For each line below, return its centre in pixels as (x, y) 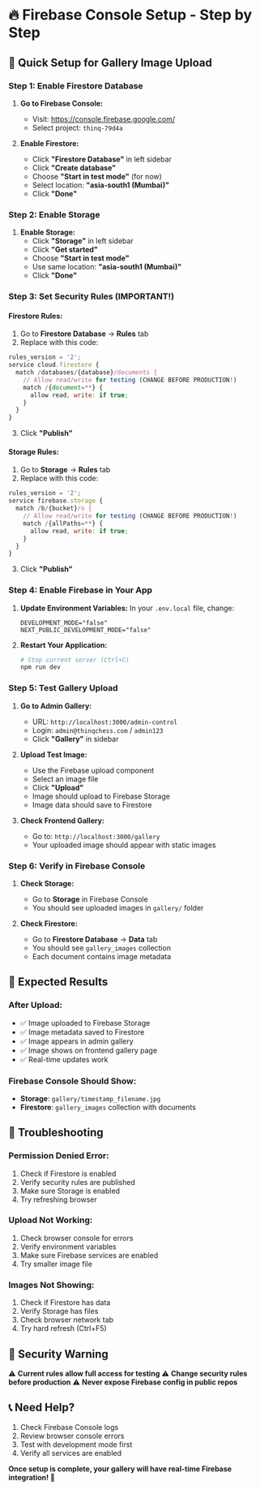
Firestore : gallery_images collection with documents (108, 1107)
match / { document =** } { (63, 387)
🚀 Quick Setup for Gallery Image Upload (111, 62)
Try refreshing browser (58, 1199)
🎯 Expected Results (58, 982)
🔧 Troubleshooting (56, 1133)
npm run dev (40, 667)
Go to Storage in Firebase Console (90, 899)
